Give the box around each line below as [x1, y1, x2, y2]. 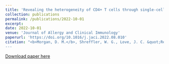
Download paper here [5, 53, 50, 59]
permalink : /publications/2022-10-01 [5, 16, 84, 21]
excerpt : [5, 21, 24, 26]
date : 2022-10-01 [5, 26, 42, 31]
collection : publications [5, 12, 59, 17]
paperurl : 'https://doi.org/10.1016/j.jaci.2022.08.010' [5, 35, 127, 40]
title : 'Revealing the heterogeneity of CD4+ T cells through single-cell [5, 7, 165, 12]
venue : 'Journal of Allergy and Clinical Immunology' [5, 30, 121, 35]
